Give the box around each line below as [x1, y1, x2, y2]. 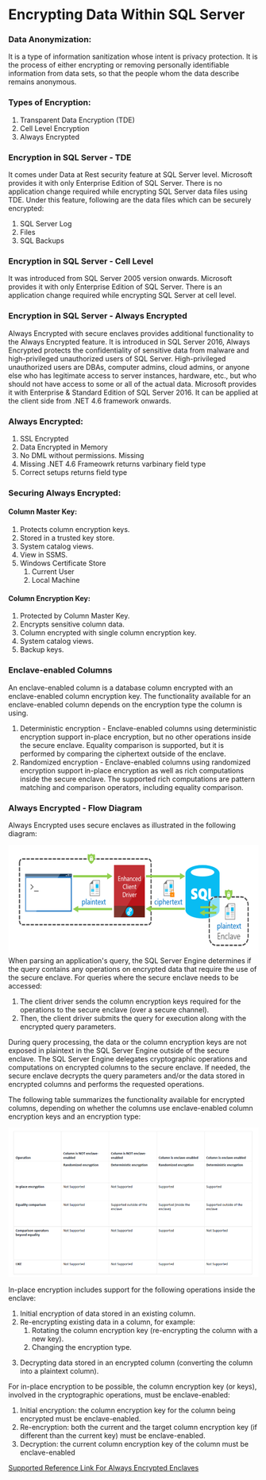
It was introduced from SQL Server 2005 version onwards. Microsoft [8, 274, 233, 283]
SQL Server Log [19, 219, 72, 229]
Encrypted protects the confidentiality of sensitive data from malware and [8, 345, 249, 355]
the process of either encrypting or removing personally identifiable [8, 60, 230, 70]
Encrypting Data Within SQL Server [8, 6, 245, 24]
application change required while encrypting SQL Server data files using [8, 187, 248, 196]
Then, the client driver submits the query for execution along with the [19, 1013, 247, 1023]
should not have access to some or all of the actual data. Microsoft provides [8, 379, 256, 388]
